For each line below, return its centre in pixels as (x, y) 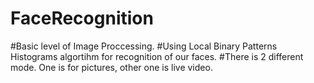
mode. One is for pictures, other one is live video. (111, 67)
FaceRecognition (82, 18)
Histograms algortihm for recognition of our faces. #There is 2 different (157, 56)
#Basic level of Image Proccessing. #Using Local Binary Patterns (144, 46)
